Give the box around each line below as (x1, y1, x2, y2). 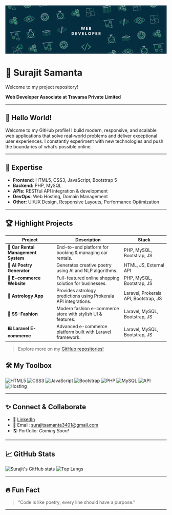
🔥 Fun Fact (5, 485, 40, 494)
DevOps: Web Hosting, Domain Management (12, 193, 109, 199)
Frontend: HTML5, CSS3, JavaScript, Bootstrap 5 (12, 177, 117, 183)
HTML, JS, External (123, 262, 165, 269)
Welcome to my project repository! (5, 84, 78, 90)
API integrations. (56, 298, 91, 304)
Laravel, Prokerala (123, 290, 162, 296)
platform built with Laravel (56, 329, 112, 335)
